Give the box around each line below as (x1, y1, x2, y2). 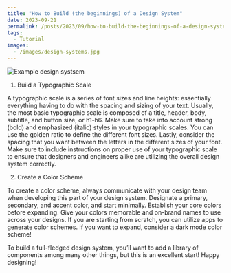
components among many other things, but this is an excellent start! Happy (7, 250, 220, 259)
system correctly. (7, 160, 56, 168)
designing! (7, 258, 37, 266)
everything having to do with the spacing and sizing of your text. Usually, (7, 101, 214, 109)
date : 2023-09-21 (7, 17, 57, 23)
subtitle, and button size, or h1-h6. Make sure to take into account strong (7, 116, 213, 124)
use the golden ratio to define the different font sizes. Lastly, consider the (7, 130, 215, 138)
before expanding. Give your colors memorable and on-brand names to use (7, 208, 221, 217)
